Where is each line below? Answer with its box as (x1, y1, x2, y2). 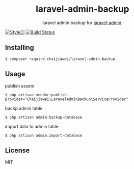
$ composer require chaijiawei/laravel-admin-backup (5, 56, 115, 61)
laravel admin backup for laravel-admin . (42, 20, 123, 26)
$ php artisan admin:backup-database (5, 114, 82, 120)
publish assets (5, 83, 34, 89)
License (5, 146, 30, 154)
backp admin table (5, 105, 43, 111)
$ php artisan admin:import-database (5, 133, 82, 138)
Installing (5, 43, 34, 52)
